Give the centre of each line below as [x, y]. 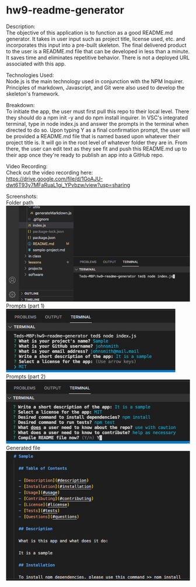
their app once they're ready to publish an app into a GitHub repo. [85, 155]
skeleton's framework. [33, 94]
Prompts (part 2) [26, 377]
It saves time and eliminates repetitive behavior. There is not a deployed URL [98, 57]
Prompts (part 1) [25, 306]
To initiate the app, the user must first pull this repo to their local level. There [98, 111]
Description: [21, 26]
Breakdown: [20, 105]
